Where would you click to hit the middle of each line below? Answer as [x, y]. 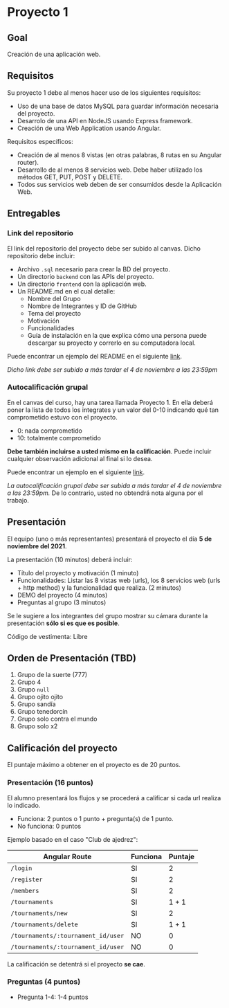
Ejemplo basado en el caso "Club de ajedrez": [73, 839]
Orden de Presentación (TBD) [72, 658]
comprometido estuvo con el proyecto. [62, 417]
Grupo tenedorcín [42, 712]
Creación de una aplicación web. [54, 54]
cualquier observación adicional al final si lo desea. [80, 458]
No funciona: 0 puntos [49, 826]
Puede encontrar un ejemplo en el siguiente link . [76, 472]
